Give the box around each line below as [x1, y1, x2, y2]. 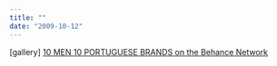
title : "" [9, 13, 47, 23]
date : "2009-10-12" [9, 22, 84, 31]
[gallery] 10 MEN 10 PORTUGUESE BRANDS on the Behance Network [9, 46, 269, 57]
